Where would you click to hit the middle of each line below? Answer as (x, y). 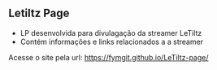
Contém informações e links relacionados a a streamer (112, 42)
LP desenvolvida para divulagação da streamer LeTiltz (111, 33)
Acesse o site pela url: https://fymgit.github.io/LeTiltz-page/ (108, 57)
